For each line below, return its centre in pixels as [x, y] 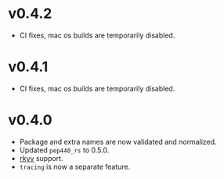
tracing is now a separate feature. [75, 166]
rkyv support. [41, 158]
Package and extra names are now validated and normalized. [118, 141]
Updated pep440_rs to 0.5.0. [64, 150]
